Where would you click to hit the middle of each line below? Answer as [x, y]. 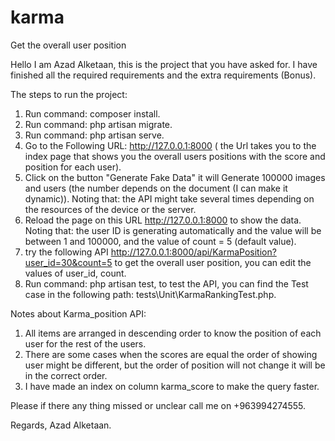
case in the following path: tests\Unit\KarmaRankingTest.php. [150, 294]
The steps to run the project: [69, 94]
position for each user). [73, 167]
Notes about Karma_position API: [78, 313]
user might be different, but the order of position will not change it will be [175, 365]
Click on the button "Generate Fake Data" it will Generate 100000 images [175, 177]
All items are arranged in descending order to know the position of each [173, 333]
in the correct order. [66, 375]
